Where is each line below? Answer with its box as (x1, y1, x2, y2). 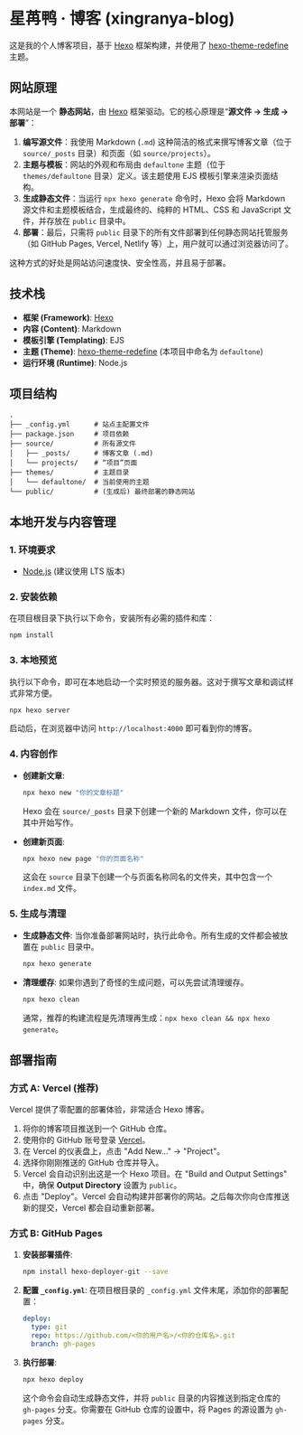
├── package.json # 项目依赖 (9, 430, 130, 439)
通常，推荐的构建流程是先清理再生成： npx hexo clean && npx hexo (22, 1012, 271, 1023)
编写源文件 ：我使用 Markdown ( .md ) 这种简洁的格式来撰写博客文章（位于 (22, 136, 293, 147)
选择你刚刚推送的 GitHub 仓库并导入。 (22, 1158, 164, 1168)
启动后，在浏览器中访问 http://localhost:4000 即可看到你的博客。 (9, 723, 257, 734)
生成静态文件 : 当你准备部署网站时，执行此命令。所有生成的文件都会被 (22, 930, 280, 941)
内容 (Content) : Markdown (22, 323, 122, 334)
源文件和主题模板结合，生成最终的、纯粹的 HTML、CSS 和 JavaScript (22, 204, 282, 215)
